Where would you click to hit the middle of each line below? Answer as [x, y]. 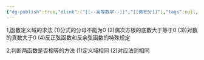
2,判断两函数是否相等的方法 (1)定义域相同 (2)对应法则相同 [78, 50]
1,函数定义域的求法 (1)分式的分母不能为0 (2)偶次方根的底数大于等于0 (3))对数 [102, 30]
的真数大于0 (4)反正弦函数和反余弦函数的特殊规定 [68, 38]
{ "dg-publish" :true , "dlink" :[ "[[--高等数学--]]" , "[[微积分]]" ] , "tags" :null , [102, 12]
